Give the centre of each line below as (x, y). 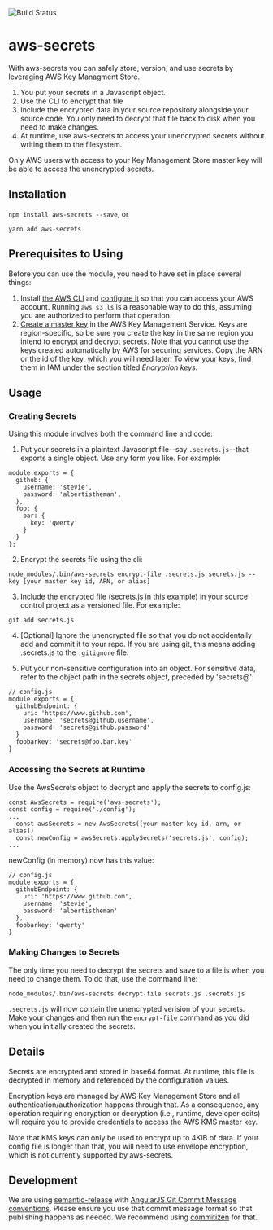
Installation (37, 194)
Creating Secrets (43, 415)
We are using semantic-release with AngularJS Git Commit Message (123, 1200)
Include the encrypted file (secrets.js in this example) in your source (134, 597)
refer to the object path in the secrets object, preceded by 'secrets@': (137, 677)
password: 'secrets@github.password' (87, 728)
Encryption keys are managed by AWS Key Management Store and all (125, 1096)
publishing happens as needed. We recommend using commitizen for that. (133, 1217)
